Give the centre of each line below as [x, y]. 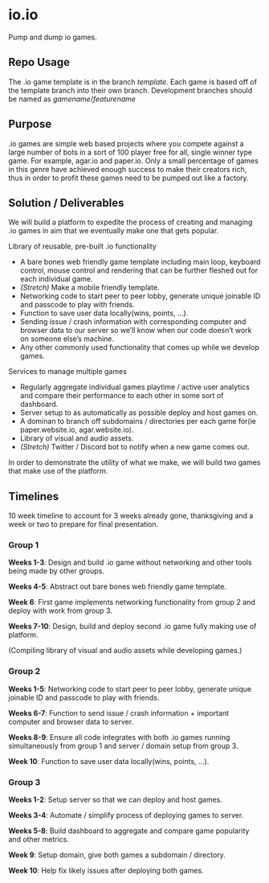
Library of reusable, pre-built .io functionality [82, 246]
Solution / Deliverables [66, 203]
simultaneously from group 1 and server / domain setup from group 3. [123, 745]
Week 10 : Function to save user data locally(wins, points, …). [109, 761]
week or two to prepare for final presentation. [84, 524]
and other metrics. [39, 840]
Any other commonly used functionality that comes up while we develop [139, 347]
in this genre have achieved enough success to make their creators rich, [128, 169]
